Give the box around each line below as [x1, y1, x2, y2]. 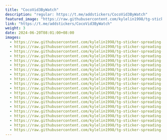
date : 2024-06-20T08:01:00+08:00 [5, 30, 75, 35]
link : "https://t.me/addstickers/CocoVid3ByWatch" [5, 21, 112, 26]
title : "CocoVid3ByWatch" [5, 7, 59, 12]
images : [5, 35, 21, 40]
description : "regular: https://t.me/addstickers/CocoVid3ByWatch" [5, 12, 148, 17]
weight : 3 [5, 26, 26, 31]
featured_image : [5, 16, 39, 21]
